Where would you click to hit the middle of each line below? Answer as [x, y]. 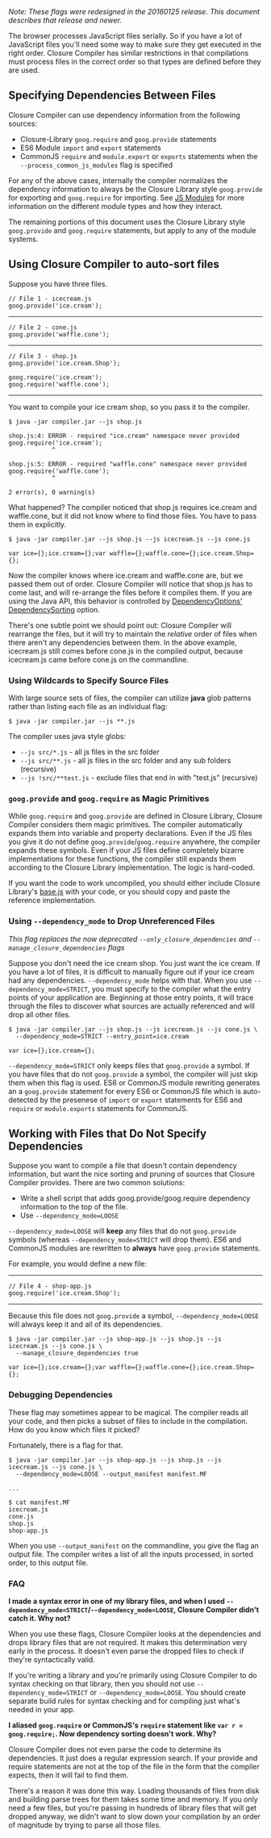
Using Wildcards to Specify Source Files [89, 680]
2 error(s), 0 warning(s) [52, 492]
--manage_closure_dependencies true [77, 1353]
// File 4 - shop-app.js [50, 1286]
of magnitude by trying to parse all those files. [85, 1825]
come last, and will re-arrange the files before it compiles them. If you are [130, 592]
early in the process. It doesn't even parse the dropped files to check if [126, 1651]
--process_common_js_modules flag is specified [96, 165]
